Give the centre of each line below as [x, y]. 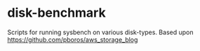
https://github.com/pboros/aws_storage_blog [73, 39]
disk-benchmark [57, 13]
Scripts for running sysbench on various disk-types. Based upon [100, 32]
